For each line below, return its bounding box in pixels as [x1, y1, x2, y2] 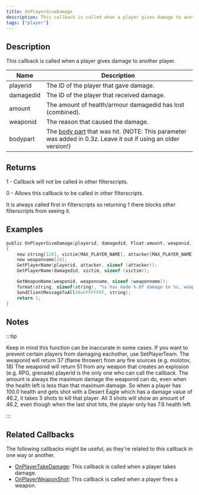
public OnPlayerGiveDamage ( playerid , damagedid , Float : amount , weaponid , [6, 240, 192, 246]
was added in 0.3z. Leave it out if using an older [46, 135, 179, 143]
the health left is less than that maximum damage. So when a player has [6, 382, 182, 389]
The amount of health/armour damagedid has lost [46, 101, 185, 109]
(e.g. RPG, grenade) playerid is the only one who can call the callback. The [6, 369, 188, 376]
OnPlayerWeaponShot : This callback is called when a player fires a [14, 475, 178, 483]
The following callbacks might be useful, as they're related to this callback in [6, 445, 193, 452]
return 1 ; [17, 295, 41, 301]
